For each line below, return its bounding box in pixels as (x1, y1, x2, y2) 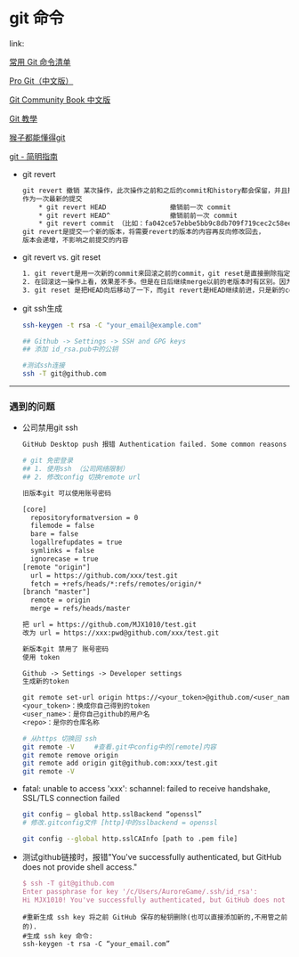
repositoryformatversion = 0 (30, 513, 139, 522)
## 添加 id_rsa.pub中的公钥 (21, 345, 118, 354)
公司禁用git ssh (21, 422, 78, 433)
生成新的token (21, 677, 69, 686)
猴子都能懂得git (9, 132, 66, 142)
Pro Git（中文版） (9, 75, 74, 85)
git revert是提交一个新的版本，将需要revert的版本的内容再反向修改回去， (21, 228, 265, 237)
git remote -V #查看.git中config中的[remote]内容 (21, 742, 216, 751)
